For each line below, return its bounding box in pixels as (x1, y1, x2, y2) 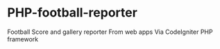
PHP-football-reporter (7, 5, 137, 21)
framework (7, 35, 39, 43)
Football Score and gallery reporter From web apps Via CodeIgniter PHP (7, 28, 213, 36)
